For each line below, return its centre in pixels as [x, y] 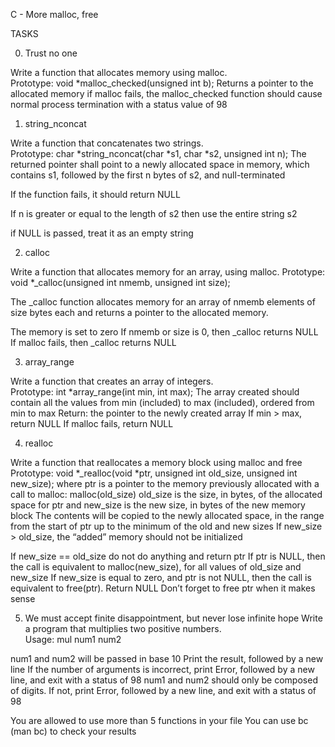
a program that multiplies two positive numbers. [123, 628]
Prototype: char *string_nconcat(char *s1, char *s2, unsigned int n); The [158, 153]
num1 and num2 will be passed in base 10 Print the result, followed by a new [167, 658]
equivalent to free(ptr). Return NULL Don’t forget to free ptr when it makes [163, 588]
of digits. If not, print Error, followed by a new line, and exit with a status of [163, 690]
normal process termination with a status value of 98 [119, 104]
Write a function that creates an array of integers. [112, 381]
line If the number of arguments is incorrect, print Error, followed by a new [162, 669]
